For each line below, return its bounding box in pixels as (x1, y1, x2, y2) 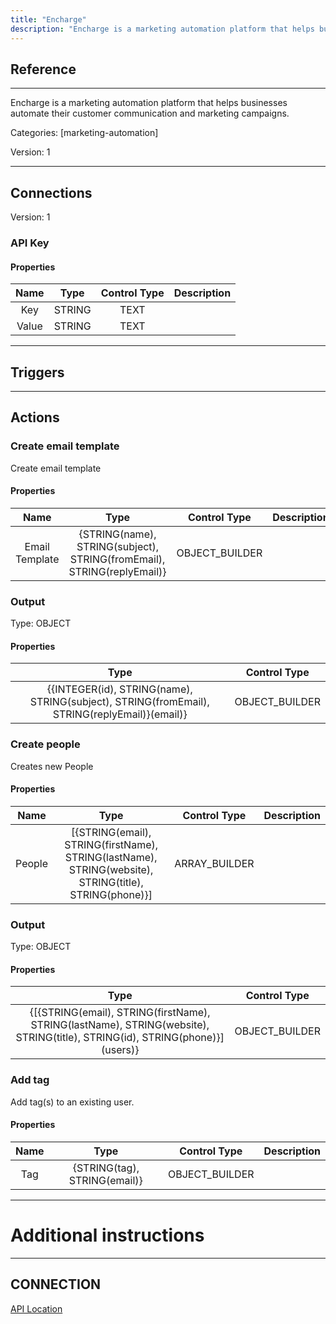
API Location (10, 1302, 63, 1315)
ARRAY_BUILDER (174, 856, 255, 870)
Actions (10, 409, 60, 426)
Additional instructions (10, 1224, 205, 1247)
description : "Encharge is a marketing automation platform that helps (10, 24, 315, 34)
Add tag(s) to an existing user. (10, 1096, 135, 1108)
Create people (10, 737, 81, 751)
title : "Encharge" (10, 14, 87, 25)
